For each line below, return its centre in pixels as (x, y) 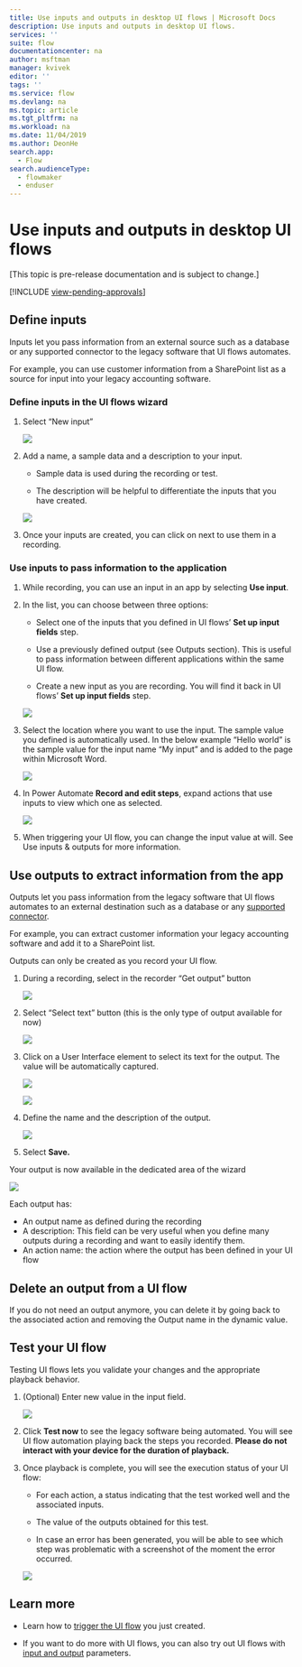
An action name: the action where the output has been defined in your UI (157, 1250)
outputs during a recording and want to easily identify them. (133, 1241)
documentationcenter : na (56, 51)
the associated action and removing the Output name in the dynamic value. (149, 1320)
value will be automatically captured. (91, 1067)
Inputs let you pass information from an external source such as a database (150, 342)
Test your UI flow (58, 1348)
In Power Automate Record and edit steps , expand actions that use (147, 793)
